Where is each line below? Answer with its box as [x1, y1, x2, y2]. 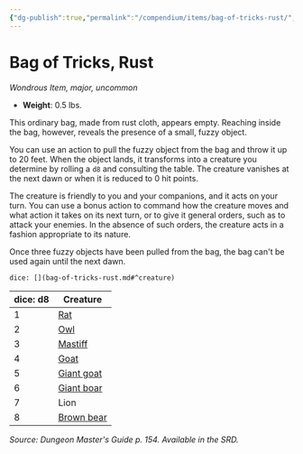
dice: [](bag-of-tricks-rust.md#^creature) [9, 273, 176, 283]
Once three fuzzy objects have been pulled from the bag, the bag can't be [9, 246, 285, 257]
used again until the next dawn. [9, 255, 126, 266]
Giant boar [58, 381, 103, 394]
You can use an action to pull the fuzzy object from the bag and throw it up [9, 144, 288, 154]
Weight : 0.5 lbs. [22, 99, 83, 110]
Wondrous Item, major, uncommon [9, 82, 138, 93]
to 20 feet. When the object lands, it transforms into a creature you [9, 153, 257, 164]
